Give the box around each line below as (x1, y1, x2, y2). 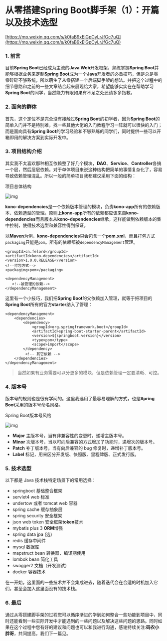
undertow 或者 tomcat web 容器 (12, 500, 78, 506)
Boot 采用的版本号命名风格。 (5, 402, 63, 408)
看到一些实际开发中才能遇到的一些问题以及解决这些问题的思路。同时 (18, 618, 158, 624)
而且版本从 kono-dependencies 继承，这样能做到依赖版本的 (35, 216, 157, 222)
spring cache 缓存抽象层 (12, 506, 63, 512)
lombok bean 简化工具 (12, 556, 58, 562)
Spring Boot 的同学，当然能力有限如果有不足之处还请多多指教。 (5, 90, 135, 96)
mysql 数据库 (12, 544, 40, 550)
